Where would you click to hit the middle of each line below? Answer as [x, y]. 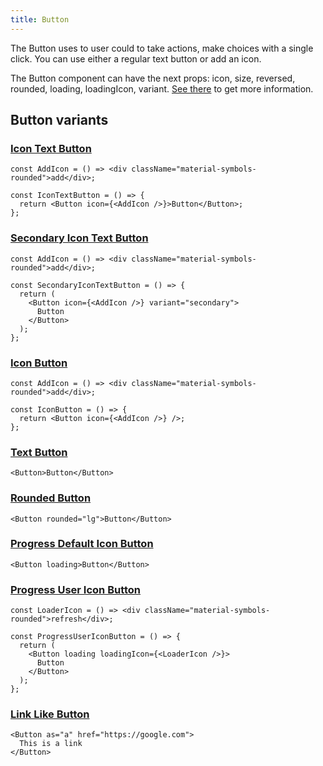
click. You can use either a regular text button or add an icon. [136, 58]
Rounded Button [51, 498]
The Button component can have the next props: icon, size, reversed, [153, 78]
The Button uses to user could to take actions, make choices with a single [162, 48]
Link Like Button [50, 714]
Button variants [59, 120]
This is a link [51, 744]
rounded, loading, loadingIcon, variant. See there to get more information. [162, 88]
